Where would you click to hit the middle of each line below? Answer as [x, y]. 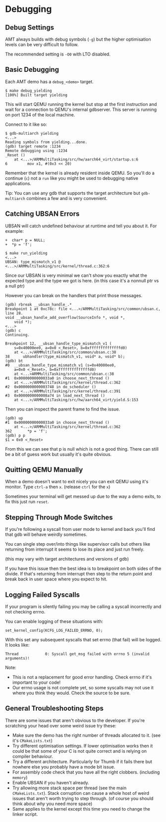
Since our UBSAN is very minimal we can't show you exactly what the [76, 275]
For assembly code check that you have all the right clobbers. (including [86, 772]
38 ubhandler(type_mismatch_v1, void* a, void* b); [65, 357]
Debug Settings [30, 27]
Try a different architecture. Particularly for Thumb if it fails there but [82, 762]
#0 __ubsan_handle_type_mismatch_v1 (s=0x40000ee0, [61, 365]
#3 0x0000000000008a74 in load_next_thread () [55, 395]
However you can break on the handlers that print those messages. [74, 295]
